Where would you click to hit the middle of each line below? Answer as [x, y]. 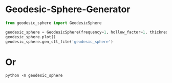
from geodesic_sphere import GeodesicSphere [53, 23]
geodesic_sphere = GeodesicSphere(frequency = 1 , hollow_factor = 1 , [76, 32]
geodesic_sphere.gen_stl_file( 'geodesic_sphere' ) [59, 42]
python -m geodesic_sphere [34, 76]
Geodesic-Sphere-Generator [68, 9]
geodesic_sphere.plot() [31, 37]
